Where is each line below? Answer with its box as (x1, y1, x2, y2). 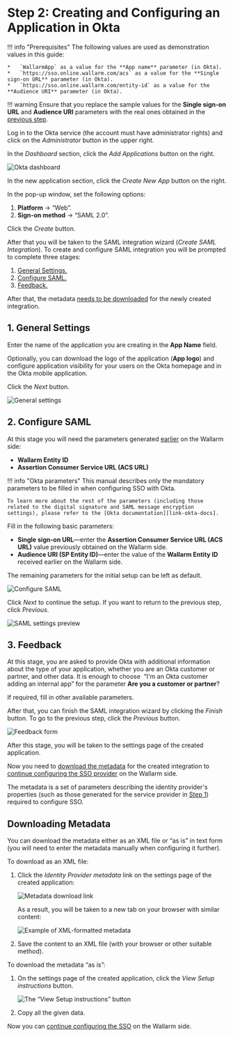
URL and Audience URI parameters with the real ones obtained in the (7, 107, 206, 116)
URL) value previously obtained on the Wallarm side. (17, 542, 168, 551)
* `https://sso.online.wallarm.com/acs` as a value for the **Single (7, 70, 219, 77)
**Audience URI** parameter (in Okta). (7, 88, 123, 95)
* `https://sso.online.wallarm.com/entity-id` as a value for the (7, 82, 210, 89)
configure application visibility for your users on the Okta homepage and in (7, 361, 222, 370)
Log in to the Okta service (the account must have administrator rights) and (7, 128, 223, 137)
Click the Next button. (7, 382, 70, 391)
